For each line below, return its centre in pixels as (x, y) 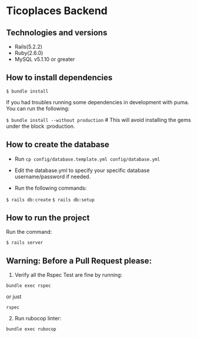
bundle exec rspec (29, 286)
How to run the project (48, 218)
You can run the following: (38, 108)
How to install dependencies (59, 78)
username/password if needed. (53, 176)
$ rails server (25, 243)
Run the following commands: (51, 188)
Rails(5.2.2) (29, 47)
